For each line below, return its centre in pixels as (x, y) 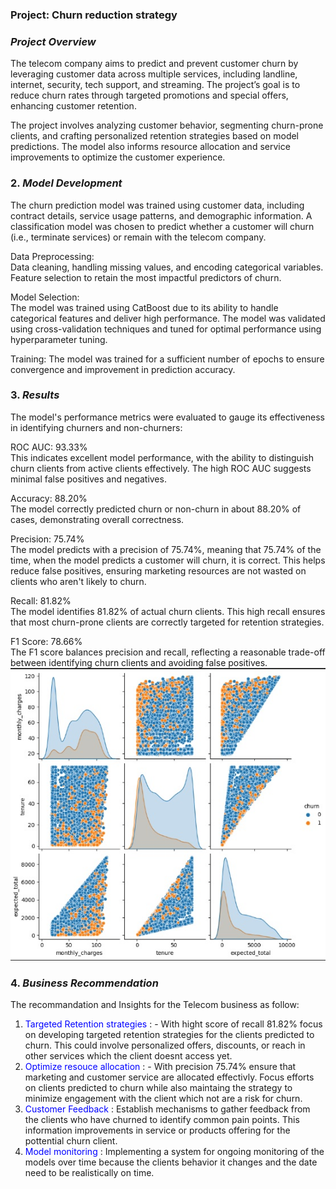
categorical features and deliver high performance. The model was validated (168, 318)
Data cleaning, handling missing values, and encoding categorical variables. (167, 267)
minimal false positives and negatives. (88, 479)
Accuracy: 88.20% (49, 498)
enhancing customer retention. (73, 106)
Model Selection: (45, 297)
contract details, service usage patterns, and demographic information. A (161, 215)
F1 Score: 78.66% (46, 641)
